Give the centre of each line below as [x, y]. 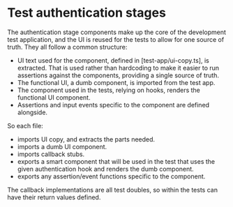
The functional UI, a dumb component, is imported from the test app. [116, 82]
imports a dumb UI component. [62, 146]
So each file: [25, 125]
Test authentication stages [87, 13]
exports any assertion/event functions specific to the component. [111, 176]
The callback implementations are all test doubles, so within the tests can [113, 190]
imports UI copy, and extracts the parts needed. [86, 139]
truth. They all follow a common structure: [67, 47]
